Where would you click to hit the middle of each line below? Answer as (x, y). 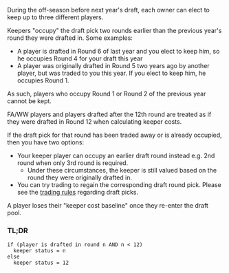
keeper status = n (40, 251)
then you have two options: (46, 142)
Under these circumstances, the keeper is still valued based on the (122, 170)
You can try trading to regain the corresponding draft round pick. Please (119, 185)
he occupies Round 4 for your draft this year (80, 58)
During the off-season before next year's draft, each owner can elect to (108, 10)
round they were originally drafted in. (80, 177)
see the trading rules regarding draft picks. (78, 192)
